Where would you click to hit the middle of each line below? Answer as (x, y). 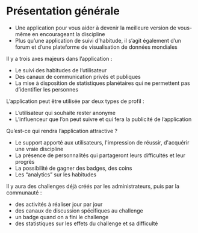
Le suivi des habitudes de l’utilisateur (61, 70)
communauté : (24, 192)
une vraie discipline (39, 149)
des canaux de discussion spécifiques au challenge (79, 210)
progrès (25, 161)
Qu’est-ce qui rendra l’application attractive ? (62, 131)
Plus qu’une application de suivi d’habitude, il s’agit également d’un (98, 40)
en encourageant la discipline (69, 34)
